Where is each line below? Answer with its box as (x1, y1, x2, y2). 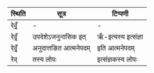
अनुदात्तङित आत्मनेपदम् (32, 43, 91, 53)
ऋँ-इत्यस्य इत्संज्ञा (97, 32, 144, 41)
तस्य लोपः (32, 55, 57, 64)
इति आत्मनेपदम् (97, 43, 134, 53)
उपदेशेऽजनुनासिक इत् (32, 32, 86, 41)
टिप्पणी (111, 9, 129, 18)
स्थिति (10, 9, 26, 18)
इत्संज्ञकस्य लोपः (97, 55, 137, 64)
